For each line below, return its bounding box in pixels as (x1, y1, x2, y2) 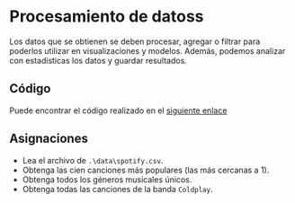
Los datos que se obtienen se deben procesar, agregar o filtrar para (9, 36, 261, 47)
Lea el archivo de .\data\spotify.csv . (22, 154, 164, 165)
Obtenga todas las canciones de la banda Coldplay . (22, 183, 213, 194)
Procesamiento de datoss (9, 6, 204, 27)
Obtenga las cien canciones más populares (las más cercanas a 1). (22, 164, 270, 175)
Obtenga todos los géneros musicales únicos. (22, 173, 192, 185)
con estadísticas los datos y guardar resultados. (9, 55, 187, 66)
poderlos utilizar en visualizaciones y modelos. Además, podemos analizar (9, 45, 286, 56)
